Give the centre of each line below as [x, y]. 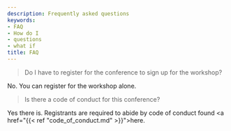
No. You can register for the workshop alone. [72, 86]
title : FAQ [23, 53]
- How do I [23, 33]
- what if [22, 46]
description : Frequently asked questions [68, 14]
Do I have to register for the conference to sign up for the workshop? [123, 72]
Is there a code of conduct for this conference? [92, 99]
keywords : [22, 20]
